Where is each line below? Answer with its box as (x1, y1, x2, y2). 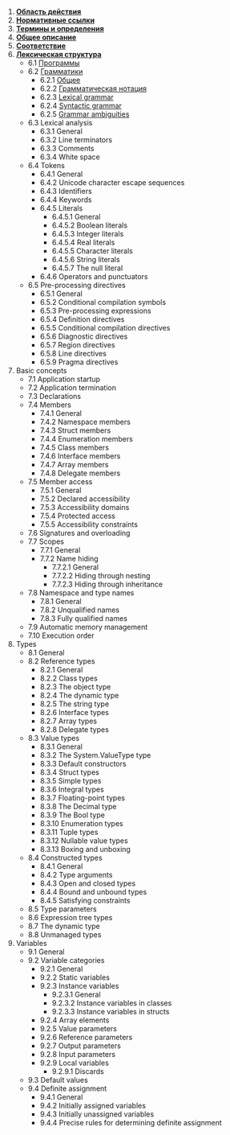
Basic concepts (15, 366, 67, 375)
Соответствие (15, 41, 67, 51)
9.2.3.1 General (51, 989, 102, 999)
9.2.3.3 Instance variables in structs (51, 1007, 170, 1016)
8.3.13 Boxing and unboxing (39, 845, 131, 853)
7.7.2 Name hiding (39, 554, 99, 563)
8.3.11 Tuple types (39, 828, 99, 837)
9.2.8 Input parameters (39, 1050, 116, 1059)
